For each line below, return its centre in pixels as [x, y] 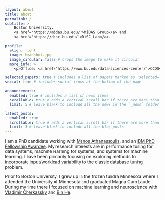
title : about [18, 14]
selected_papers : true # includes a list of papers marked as [70, 77]
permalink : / [18, 19]
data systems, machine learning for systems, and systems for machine [77, 151]
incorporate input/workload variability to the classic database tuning [74, 162]
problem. [14, 167]
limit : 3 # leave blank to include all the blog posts [67, 127]
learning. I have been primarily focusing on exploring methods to [70, 156]
